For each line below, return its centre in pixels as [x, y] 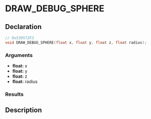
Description [23, 110]
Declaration [23, 27]
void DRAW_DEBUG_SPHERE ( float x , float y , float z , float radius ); [76, 42]
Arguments [19, 55]
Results [14, 94]
